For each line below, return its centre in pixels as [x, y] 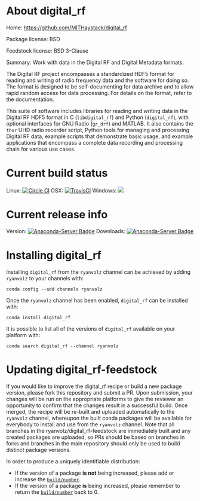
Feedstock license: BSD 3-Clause [47, 51]
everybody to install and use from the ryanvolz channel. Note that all [90, 424]
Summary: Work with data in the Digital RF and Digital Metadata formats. [95, 62]
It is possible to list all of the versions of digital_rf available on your [90, 329]
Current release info [57, 215]
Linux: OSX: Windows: [61, 190]
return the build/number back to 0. [57, 492]
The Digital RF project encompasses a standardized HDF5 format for [90, 74]
